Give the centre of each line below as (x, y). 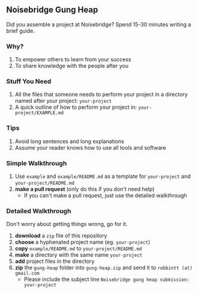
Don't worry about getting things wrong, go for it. (67, 224)
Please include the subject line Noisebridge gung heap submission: (107, 280)
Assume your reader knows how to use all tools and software (90, 147)
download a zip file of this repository (61, 236)
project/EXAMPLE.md (39, 113)
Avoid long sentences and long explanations (69, 141)
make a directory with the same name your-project (79, 255)
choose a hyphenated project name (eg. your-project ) (82, 242)
